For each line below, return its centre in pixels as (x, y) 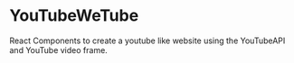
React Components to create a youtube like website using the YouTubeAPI (147, 40)
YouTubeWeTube (74, 16)
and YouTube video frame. (59, 49)
